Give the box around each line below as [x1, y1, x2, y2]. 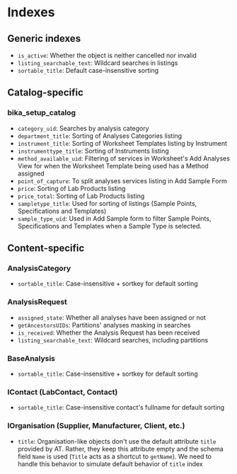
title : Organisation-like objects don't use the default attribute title [17, 437, 216, 446]
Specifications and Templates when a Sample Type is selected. [17, 221, 202, 230]
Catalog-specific [7, 86, 83, 99]
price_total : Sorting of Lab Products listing [17, 192, 145, 200]
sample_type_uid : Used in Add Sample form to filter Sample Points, [17, 214, 212, 223]
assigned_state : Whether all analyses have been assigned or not [17, 313, 207, 322]
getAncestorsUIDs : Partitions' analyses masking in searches [17, 320, 191, 329]
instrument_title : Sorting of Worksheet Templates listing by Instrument [17, 139, 228, 147]
